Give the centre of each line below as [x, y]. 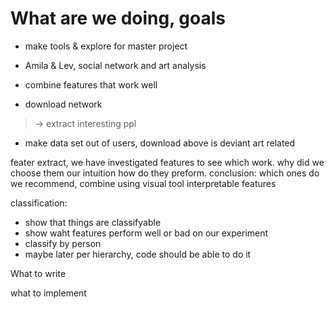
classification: [39, 203]
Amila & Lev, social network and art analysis [115, 65]
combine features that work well [91, 84]
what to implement [48, 293]
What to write [38, 273]
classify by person [63, 243]
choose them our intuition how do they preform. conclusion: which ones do [165, 173]
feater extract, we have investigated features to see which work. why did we [167, 162]
